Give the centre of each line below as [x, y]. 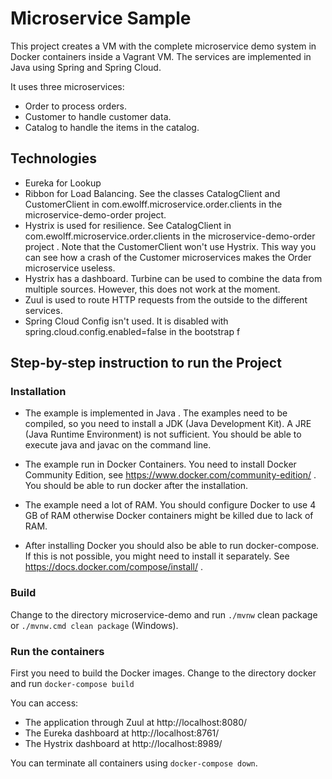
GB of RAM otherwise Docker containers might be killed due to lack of [169, 516]
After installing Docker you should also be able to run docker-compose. [172, 546]
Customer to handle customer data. [98, 116]
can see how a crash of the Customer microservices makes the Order [168, 257]
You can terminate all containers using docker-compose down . [134, 763]
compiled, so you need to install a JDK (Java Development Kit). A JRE [168, 424]
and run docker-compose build [72, 684]
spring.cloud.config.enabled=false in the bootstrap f [132, 331]
